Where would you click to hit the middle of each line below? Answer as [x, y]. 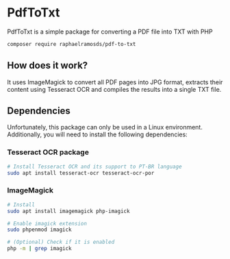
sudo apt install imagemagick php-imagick [68, 211]
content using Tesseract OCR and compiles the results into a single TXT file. [114, 89]
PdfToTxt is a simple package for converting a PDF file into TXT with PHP [110, 32]
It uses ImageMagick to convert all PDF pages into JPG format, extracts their [115, 82]
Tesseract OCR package [48, 152]
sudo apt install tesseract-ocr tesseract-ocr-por [81, 173]
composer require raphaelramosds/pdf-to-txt [72, 44]
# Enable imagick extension [47, 223]
